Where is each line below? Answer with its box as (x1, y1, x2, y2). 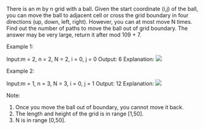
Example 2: (6, 67, 35, 74)
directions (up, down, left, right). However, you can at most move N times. (6, 18, 193, 25)
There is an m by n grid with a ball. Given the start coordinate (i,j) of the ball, (6, 5, 198, 12)
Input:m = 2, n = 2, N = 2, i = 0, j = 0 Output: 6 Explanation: (6, 56, 155, 63)
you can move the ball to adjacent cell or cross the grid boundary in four (6, 12, 189, 19)
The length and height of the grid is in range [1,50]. (15, 110, 144, 117)
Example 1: (6, 43, 34, 50)
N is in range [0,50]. (15, 117, 66, 124)
